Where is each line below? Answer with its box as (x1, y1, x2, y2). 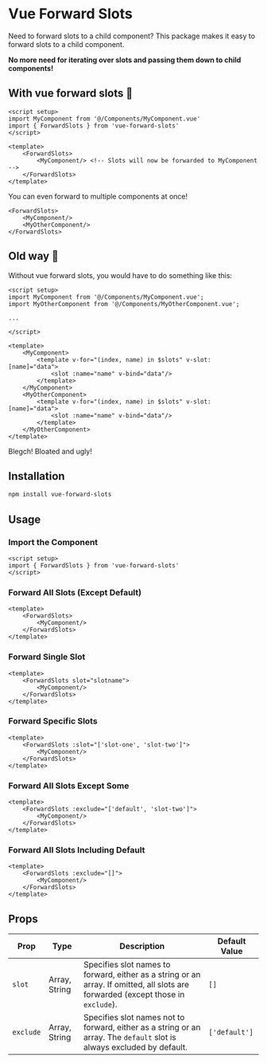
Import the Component (8, 536, 99, 547)
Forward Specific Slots (8, 716, 98, 727)
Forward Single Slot (8, 651, 86, 662)
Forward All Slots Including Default (8, 845, 145, 856)
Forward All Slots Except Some (8, 780, 130, 791)
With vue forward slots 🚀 (8, 87, 133, 100)
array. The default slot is (83, 1032, 176, 1043)
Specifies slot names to (83, 959, 171, 971)
